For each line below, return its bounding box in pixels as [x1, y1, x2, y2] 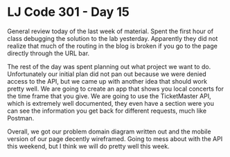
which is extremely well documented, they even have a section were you [7, 99, 215, 107]
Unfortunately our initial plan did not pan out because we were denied [7, 70, 206, 78]
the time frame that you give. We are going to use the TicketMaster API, [7, 91, 211, 100]
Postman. [7, 113, 35, 122]
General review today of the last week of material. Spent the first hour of [7, 27, 213, 35]
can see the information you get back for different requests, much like [7, 107, 206, 115]
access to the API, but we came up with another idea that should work [7, 77, 208, 85]
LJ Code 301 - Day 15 [7, 4, 130, 20]
